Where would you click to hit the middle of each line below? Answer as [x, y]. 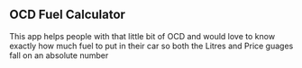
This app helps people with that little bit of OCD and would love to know [142, 36]
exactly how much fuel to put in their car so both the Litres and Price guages [151, 46]
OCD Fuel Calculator [68, 15]
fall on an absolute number [59, 55]
